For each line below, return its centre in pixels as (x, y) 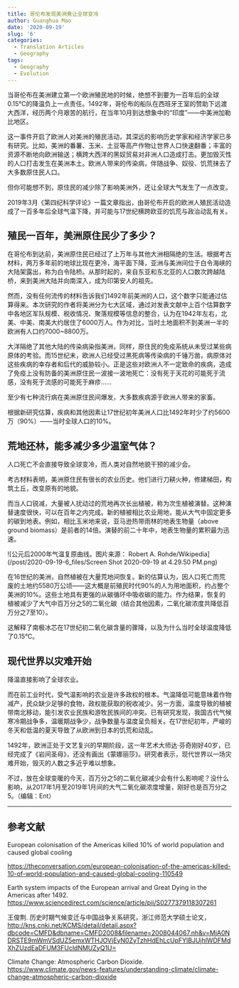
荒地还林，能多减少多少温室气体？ (82, 446)
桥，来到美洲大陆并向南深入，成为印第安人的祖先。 (82, 281)
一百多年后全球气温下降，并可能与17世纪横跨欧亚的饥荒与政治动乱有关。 (126, 211)
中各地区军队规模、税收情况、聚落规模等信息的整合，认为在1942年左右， (114, 314)
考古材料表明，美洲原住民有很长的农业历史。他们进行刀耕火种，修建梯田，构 (119, 479)
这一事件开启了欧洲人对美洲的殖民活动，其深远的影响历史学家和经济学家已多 (119, 137)
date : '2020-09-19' (36, 27)
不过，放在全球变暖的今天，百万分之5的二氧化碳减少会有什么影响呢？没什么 (118, 778)
